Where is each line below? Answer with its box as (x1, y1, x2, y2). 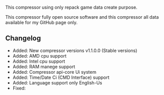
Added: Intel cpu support (12, 58, 65, 64)
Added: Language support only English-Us (12, 79, 102, 85)
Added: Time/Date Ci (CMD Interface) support (12, 74, 110, 80)
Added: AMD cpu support (12, 53, 67, 59)
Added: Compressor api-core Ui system (12, 69, 97, 75)
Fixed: (12, 85, 26, 91)
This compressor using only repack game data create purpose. (5, 5, 138, 10)
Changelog (5, 34, 41, 42)
